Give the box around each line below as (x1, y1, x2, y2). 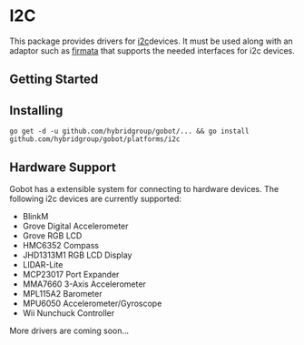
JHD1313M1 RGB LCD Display (22, 249, 132, 260)
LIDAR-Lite (22, 259, 64, 269)
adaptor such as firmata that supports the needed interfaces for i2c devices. (9, 45, 295, 56)
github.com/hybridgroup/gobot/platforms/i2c (9, 135, 181, 144)
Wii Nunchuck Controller (22, 307, 115, 319)
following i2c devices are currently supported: (9, 193, 181, 204)
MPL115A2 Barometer (22, 288, 103, 299)
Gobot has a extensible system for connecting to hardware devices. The (9, 183, 279, 194)
